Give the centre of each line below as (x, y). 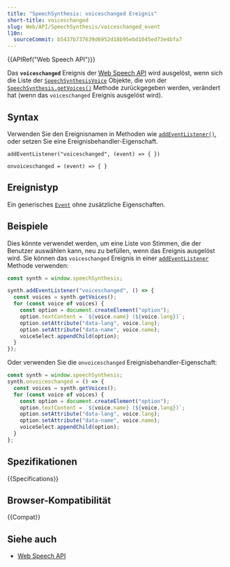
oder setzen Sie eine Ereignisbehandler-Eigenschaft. (83, 141)
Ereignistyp (33, 188)
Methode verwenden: (38, 265)
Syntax (23, 117)
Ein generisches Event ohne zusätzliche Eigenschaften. (86, 204)
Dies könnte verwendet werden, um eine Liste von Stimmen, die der (105, 243)
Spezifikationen (43, 462)
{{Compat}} (24, 517)
